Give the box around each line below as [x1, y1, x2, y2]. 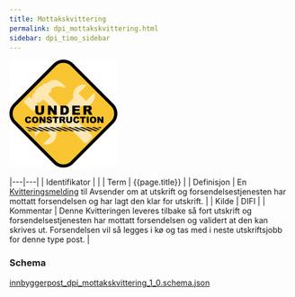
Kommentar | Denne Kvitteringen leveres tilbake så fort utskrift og [9, 205, 252, 216]
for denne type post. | [9, 234, 90, 245]
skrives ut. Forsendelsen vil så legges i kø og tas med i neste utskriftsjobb [9, 225, 283, 236]
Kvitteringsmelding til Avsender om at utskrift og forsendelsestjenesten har [9, 186, 286, 197]
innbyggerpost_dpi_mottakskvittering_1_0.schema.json [9, 277, 210, 288]
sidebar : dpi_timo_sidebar [9, 33, 111, 42]
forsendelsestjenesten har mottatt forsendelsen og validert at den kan [9, 215, 268, 226]
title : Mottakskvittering [9, 14, 106, 23]
